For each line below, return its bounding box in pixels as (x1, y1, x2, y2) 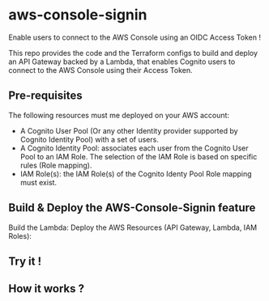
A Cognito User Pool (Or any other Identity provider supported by (19, 125, 238, 135)
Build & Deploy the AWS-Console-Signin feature (8, 201, 256, 215)
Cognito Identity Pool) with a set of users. (19, 134, 160, 144)
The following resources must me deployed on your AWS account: (8, 110, 229, 120)
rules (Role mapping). (19, 160, 92, 170)
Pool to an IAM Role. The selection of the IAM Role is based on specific (19, 151, 258, 161)
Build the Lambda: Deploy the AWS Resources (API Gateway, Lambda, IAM (8, 223, 258, 232)
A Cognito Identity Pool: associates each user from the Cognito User (19, 143, 249, 153)
